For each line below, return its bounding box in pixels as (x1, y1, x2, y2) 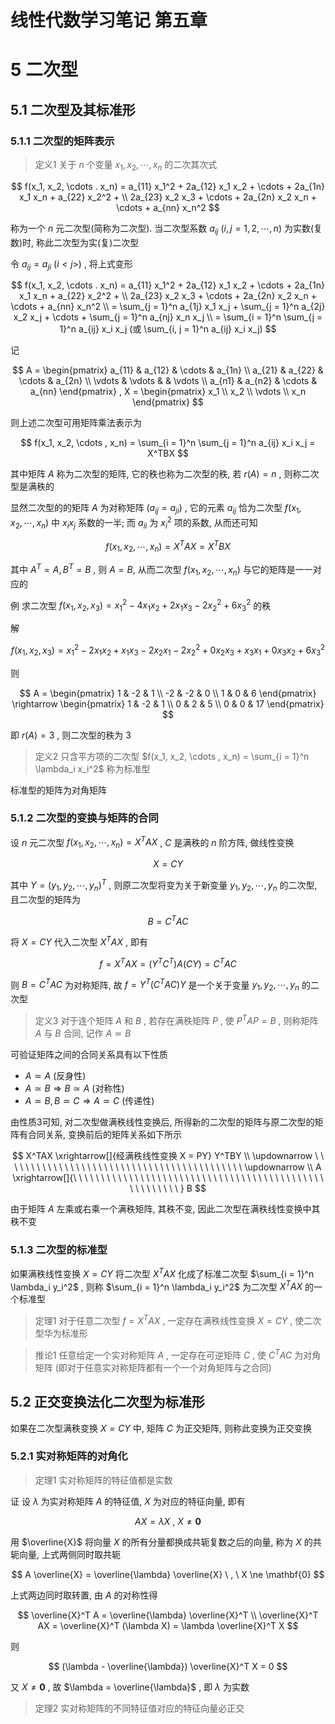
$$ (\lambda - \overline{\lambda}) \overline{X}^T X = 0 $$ (48, 1660, 288, 1672)
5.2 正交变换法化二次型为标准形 (10, 1394, 205, 1411)
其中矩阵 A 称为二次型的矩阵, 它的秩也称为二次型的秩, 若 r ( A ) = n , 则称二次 (10, 468, 320, 480)
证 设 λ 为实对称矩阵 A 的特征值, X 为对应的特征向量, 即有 (10, 1495, 246, 1507)
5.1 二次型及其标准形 (10, 101, 136, 118)
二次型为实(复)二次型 (53, 236, 140, 248)
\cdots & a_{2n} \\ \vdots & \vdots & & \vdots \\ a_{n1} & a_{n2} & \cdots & (18, 375, 318, 387)
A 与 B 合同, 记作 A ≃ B (34, 1027, 132, 1039)
